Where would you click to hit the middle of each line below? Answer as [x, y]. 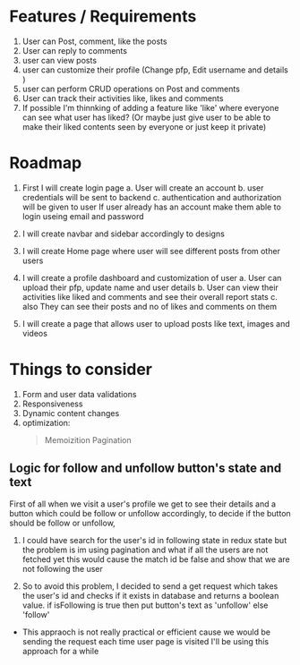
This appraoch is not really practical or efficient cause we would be [146, 632]
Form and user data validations [79, 394]
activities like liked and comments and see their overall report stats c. [150, 296]
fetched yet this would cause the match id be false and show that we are [156, 559]
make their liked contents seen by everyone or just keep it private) [144, 126]
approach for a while [60, 651]
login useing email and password [83, 216]
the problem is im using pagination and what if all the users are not [145, 550]
